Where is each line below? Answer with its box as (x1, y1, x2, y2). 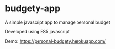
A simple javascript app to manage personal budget (5, 19, 110, 25)
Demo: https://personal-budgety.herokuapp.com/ (5, 38, 106, 44)
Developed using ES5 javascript (5, 28, 70, 34)
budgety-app (5, 3, 61, 14)
